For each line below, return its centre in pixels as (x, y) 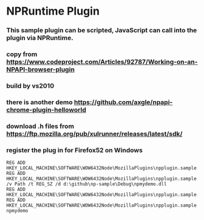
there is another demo (39, 102)
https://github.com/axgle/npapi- (123, 102)
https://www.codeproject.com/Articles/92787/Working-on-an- (102, 62)
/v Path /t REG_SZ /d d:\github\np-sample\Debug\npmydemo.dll (87, 184)
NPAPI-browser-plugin (40, 69)
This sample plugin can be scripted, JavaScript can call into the (102, 30)
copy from (22, 54)
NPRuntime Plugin (53, 11)
